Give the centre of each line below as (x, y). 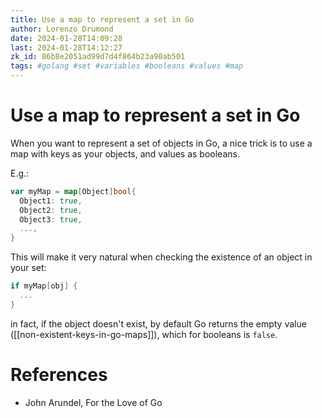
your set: (28, 268)
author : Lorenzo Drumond (62, 29)
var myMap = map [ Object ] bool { (73, 191)
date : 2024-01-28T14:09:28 (66, 38)
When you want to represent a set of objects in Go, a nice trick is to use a (161, 143)
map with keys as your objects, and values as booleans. (125, 153)
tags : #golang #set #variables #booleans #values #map (127, 66)
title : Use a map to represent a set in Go (102, 19)
